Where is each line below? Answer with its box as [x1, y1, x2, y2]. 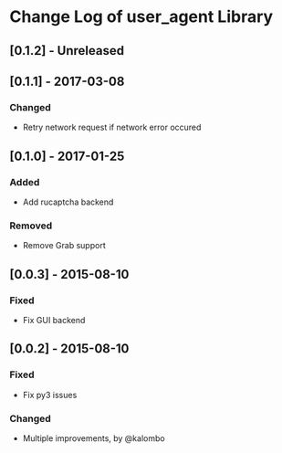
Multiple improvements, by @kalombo [22, 432, 166, 444]
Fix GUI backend [22, 314, 86, 325]
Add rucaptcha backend [22, 196, 114, 207]
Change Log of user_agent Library [9, 6, 274, 27]
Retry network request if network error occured [22, 121, 202, 133]
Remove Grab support [22, 240, 107, 251]
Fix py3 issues [22, 389, 78, 400]
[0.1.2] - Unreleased [9, 43, 125, 58]
